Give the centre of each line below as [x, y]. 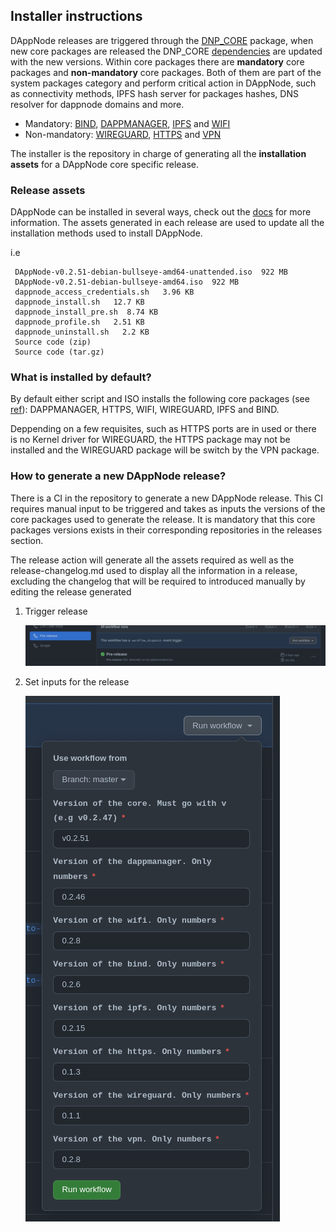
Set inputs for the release [77, 682]
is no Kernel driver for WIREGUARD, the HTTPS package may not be [150, 440]
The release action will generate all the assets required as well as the [152, 560]
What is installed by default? [81, 377]
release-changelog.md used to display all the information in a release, [154, 570]
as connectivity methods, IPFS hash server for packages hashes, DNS [154, 93]
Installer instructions [76, 16]
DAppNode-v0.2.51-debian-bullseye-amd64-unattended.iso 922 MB [151, 272]
